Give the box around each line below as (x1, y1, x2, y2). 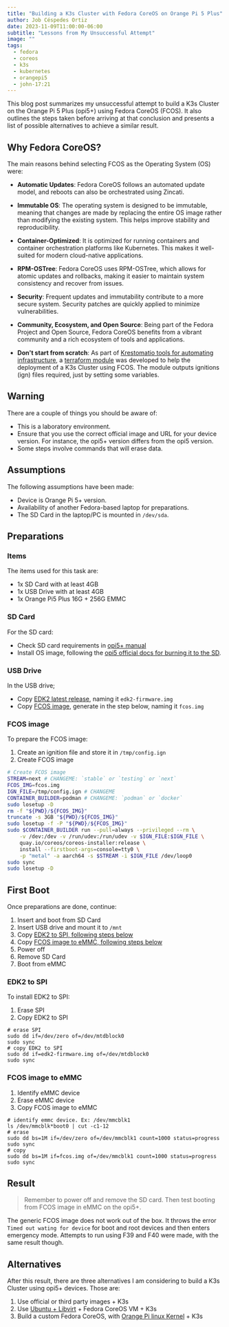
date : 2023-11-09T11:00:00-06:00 (7, 23, 103, 30)
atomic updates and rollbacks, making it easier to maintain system (17, 272, 205, 280)
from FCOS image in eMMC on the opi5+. (23, 1203, 142, 1211)
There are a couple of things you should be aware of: (7, 408, 158, 417)
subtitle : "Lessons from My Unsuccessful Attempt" (7, 29, 155, 37)
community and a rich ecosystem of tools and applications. (17, 335, 185, 343)
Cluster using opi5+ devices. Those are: (7, 1284, 120, 1293)
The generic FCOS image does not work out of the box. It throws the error (7, 1217, 217, 1225)
